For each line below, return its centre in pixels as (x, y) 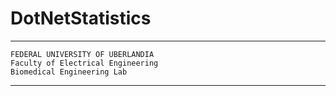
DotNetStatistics (81, 18)
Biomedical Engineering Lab (69, 72)
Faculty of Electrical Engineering (84, 63)
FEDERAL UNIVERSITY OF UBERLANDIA (82, 54)
